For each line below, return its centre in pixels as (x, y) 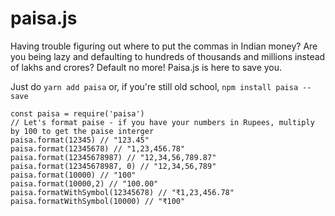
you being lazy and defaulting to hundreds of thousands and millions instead (168, 56)
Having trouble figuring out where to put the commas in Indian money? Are (164, 46)
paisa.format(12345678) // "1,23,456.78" (98, 148)
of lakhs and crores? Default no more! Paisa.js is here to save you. (146, 67)
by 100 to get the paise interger (82, 131)
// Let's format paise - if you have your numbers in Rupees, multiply (162, 122)
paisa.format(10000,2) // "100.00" (84, 183)
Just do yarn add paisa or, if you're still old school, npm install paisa (154, 86)
